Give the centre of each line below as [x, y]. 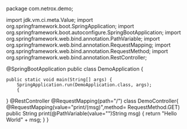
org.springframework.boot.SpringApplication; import [70, 26]
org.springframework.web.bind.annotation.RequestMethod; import [87, 51]
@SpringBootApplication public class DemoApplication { [75, 69]
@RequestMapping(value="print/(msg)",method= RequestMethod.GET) [93, 107]
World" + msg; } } [28, 120]
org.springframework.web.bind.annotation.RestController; [77, 57]
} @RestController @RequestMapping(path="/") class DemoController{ [92, 101]
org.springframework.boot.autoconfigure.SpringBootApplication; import [94, 32]
